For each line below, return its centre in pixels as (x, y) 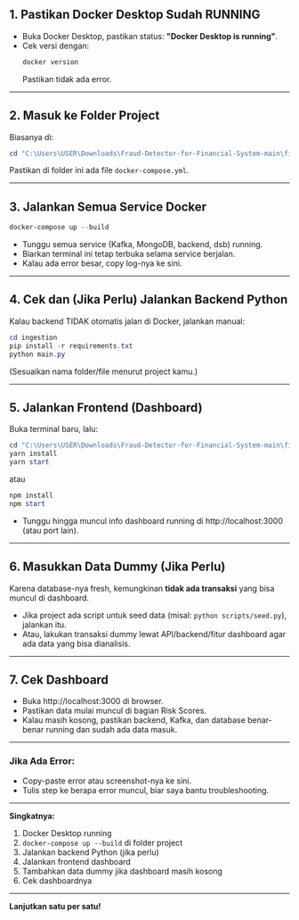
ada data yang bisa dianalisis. (76, 643)
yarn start (29, 462)
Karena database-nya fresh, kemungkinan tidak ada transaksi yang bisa (142, 588)
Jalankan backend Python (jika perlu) (91, 852)
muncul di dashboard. (49, 598)
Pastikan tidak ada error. (67, 79)
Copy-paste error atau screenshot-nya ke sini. (107, 781)
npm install (31, 495)
